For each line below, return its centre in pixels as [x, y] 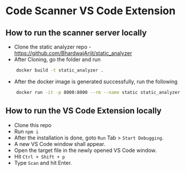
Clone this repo [32, 125]
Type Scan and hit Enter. [43, 163]
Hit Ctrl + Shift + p [40, 156]
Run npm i [26, 131]
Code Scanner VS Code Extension [91, 11]
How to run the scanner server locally [76, 33]
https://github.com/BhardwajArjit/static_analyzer [73, 53]
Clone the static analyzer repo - [53, 47]
